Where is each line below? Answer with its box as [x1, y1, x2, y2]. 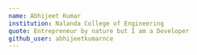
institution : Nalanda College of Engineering [8, 19, 164, 27]
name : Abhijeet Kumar [8, 11, 82, 20]
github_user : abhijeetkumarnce [8, 34, 114, 43]
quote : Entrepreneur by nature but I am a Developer [8, 27, 190, 35]
